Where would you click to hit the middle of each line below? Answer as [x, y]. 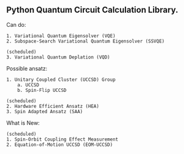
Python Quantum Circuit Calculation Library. [92, 10]
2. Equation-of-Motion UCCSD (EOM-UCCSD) [60, 145]
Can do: [16, 24]
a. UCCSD [28, 85]
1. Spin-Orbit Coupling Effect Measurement [62, 139]
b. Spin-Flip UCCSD [42, 90]
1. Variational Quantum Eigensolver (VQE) [61, 36]
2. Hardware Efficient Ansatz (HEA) [53, 106]
